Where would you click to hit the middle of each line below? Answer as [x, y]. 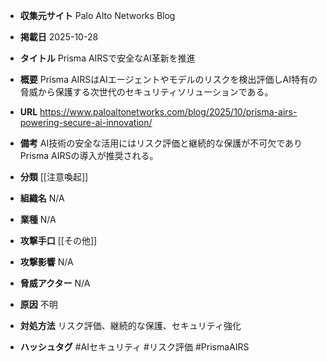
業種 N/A [38, 219]
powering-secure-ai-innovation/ [86, 122]
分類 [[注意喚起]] [54, 177]
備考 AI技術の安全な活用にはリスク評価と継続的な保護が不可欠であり [161, 143]
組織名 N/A [42, 198]
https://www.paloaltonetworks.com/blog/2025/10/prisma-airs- [168, 112]
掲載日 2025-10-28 [59, 37]
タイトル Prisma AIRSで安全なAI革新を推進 [107, 58]
